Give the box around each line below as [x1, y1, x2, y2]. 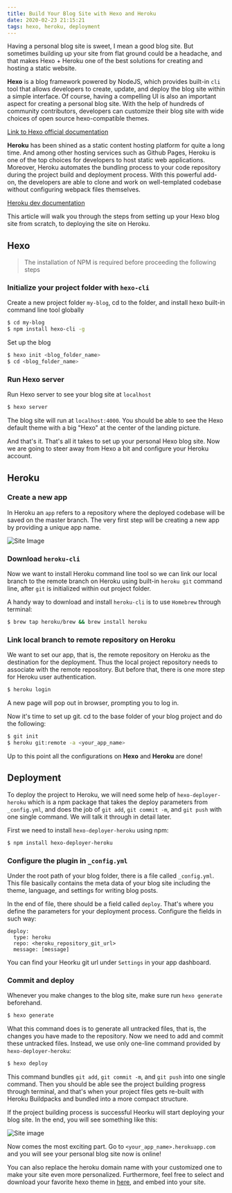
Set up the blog [7, 338, 51, 347]
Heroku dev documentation [7, 199, 85, 207]
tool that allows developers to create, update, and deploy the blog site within [7, 85, 225, 94]
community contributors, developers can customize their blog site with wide [7, 107, 224, 115]
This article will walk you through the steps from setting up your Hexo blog [7, 212, 220, 220]
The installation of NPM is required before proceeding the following [24, 258, 217, 267]
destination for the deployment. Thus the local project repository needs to [7, 658, 218, 666]
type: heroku [13, 934, 51, 941]
